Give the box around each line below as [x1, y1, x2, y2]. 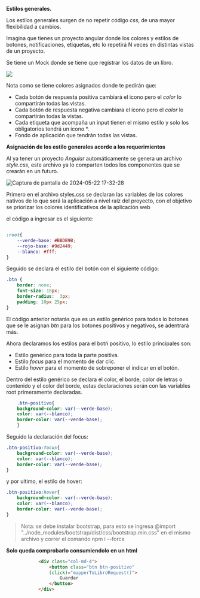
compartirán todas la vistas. [14, 113, 84, 119]
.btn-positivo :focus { [6, 445, 60, 451]
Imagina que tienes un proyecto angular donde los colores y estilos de [6, 35, 179, 41]
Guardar [59, 575, 79, 581]
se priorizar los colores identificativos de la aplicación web [6, 204, 150, 210]
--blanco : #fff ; [17, 249, 58, 255]
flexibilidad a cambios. [6, 23, 61, 30]
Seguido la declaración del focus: [6, 433, 88, 440]
